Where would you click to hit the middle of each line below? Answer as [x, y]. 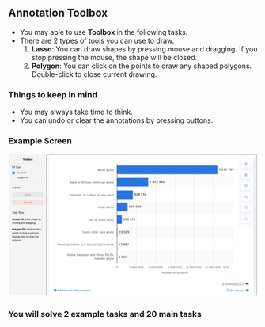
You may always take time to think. [76, 112]
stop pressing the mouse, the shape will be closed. [114, 57]
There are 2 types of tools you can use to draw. [97, 40]
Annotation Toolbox [58, 13]
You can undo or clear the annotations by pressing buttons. [116, 120]
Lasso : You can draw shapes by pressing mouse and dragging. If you [144, 49]
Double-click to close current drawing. [94, 74]
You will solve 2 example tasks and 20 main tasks [105, 314]
